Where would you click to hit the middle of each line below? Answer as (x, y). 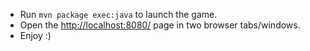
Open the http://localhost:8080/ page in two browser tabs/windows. (160, 25)
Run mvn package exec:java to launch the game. (118, 14)
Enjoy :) (35, 35)
